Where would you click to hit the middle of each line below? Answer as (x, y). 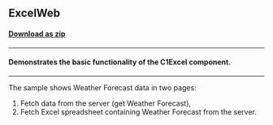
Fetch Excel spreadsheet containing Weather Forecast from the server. (139, 111)
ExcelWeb (35, 13)
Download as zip (37, 33)
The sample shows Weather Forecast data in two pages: (102, 87)
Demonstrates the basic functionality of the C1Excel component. (120, 62)
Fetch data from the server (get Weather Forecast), (106, 103)
